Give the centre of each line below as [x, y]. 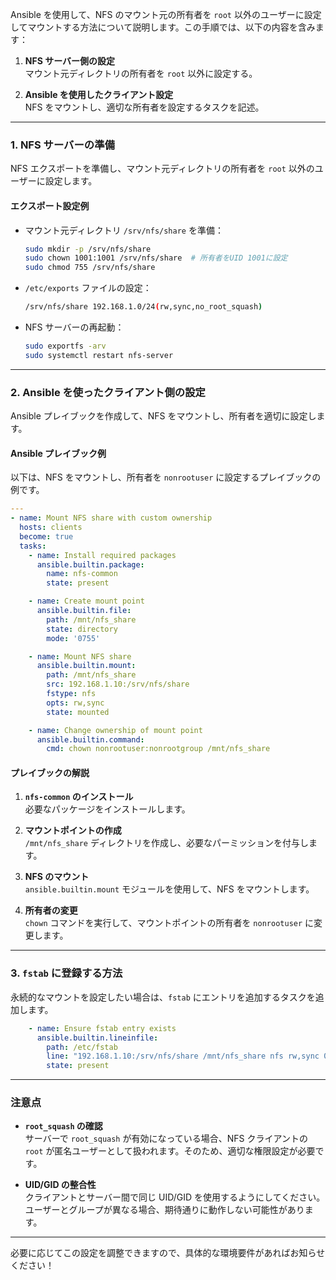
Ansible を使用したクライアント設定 [99, 94]
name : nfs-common [82, 574]
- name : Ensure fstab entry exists [102, 1028]
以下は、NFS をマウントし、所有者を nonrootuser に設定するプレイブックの [166, 477]
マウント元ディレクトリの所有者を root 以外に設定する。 [141, 73]
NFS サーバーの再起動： [74, 327]
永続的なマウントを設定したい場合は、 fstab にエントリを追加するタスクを [163, 997]
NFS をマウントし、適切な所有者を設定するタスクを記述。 [144, 107]
